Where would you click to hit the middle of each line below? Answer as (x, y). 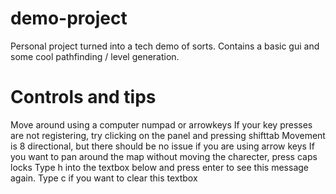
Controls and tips (83, 97)
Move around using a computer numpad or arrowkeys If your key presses (161, 124)
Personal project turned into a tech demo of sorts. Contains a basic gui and (165, 46)
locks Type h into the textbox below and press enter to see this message (159, 167)
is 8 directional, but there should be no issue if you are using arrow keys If (162, 146)
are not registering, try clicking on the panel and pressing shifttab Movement (168, 135)
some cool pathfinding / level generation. (95, 56)
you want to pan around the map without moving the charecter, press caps (164, 156)
